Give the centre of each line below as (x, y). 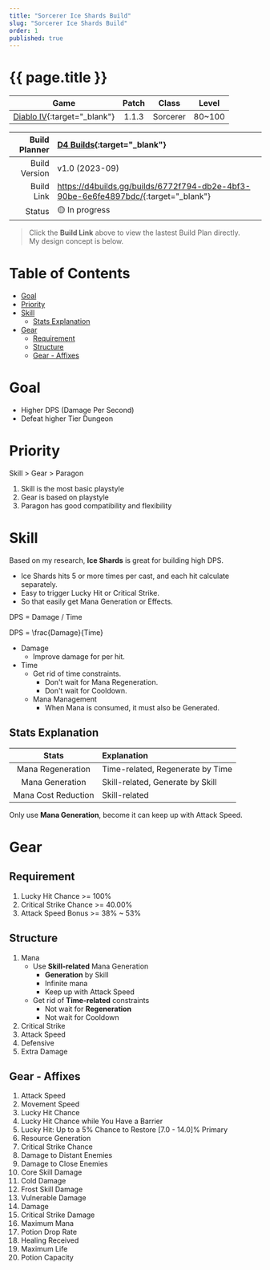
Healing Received (50, 1240)
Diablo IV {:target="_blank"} (64, 117)
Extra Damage (44, 1051)
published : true (36, 38)
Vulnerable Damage (53, 1198)
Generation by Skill (77, 974)
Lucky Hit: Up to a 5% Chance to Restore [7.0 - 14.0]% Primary (124, 1130)
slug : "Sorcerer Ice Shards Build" (69, 23)
